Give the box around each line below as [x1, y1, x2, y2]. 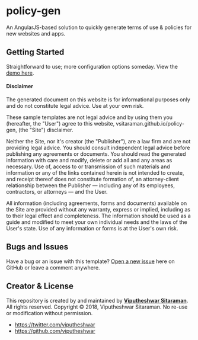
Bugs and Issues [6, 242, 69, 252]
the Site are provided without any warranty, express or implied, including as [6, 206, 191, 213]
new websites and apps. [6, 30, 66, 37]
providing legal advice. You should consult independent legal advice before [6, 144, 190, 151]
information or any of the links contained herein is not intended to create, [6, 169, 184, 176]
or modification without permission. [6, 309, 93, 316]
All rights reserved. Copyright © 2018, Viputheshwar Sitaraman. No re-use [6, 303, 188, 310]
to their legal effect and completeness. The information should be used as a [6, 212, 191, 219]
